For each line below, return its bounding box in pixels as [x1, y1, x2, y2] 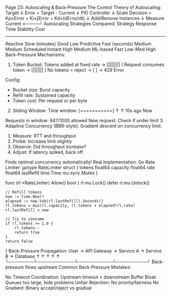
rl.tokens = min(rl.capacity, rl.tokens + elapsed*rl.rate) [5, 203, 136, 208]
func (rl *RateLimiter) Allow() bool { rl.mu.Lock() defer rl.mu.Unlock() [5, 180, 150, 186]
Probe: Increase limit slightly [12, 138, 72, 144]
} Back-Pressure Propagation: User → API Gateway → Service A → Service [5, 248, 162, 254]
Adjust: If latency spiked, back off [12, 149, 83, 155]
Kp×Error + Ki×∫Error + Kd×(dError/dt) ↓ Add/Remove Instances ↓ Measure [5, 15, 164, 21]
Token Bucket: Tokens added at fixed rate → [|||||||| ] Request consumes [12, 61, 164, 67]
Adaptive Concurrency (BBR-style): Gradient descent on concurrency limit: [5, 123, 162, 129]
